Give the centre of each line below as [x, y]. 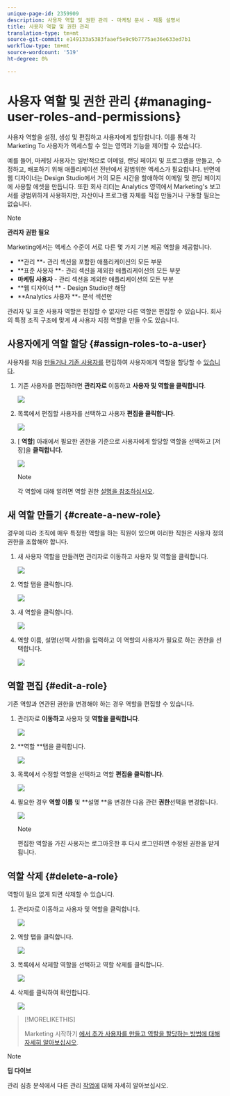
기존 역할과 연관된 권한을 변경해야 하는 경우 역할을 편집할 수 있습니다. [101, 704]
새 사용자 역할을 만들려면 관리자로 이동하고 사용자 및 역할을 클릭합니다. [113, 556]
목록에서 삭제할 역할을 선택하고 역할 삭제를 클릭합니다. [91, 965]
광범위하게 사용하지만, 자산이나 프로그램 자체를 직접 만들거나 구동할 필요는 [120, 195]
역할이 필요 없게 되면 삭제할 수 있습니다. [61, 894]
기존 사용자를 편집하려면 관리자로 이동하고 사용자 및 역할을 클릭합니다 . [112, 385]
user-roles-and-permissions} [95, 116]
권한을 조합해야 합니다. [38, 542]
